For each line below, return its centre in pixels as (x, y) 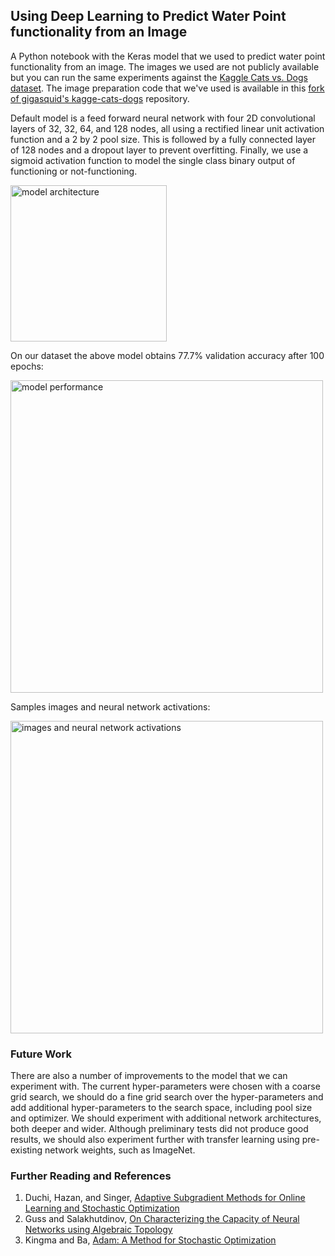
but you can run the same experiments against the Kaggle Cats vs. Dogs (159, 77)
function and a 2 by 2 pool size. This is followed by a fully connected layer (163, 139)
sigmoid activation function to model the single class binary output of (153, 160)
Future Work (41, 1054)
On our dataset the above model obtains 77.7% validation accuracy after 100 (167, 355)
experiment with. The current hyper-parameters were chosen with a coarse (165, 1086)
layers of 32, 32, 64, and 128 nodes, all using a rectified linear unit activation (167, 128)
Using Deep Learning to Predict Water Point (148, 16)
